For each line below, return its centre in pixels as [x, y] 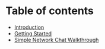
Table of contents [50, 11]
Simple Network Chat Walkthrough [56, 40]
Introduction [29, 27]
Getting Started [33, 33]
